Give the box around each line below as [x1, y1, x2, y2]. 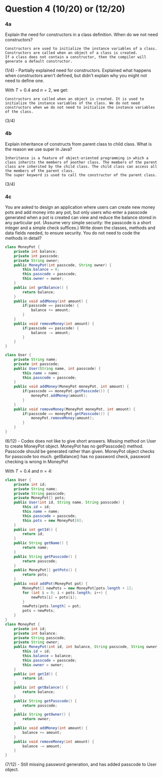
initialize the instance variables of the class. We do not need [5, 101, 140, 106]
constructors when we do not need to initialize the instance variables [5, 105, 155, 110]
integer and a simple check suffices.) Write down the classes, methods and [5, 225, 156, 231]
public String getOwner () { [14, 712, 70, 717]
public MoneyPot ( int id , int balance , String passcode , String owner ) [14, 645, 160, 649]
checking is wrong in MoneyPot [5, 459, 68, 464]
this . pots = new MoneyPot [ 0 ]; [22, 518, 83, 523]
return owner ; [22, 717, 51, 722]
